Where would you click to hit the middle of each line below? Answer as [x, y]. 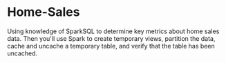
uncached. [22, 53]
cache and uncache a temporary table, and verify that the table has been [111, 46]
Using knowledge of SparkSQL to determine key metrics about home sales [113, 31]
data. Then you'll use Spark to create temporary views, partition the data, [111, 38]
